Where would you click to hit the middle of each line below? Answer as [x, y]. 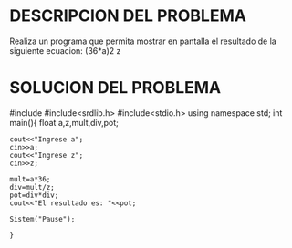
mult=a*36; [30, 179]
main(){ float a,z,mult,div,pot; [64, 122]
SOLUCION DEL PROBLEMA [115, 88]
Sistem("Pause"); [42, 219]
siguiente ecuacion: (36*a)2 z [65, 50]
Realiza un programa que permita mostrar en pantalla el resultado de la [143, 41]
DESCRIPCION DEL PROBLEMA [128, 16]
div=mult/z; [32, 187]
